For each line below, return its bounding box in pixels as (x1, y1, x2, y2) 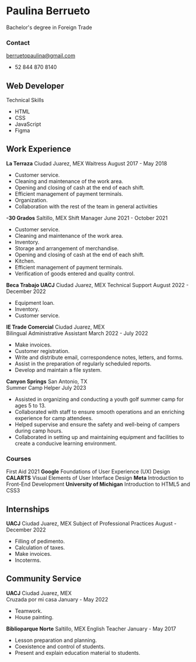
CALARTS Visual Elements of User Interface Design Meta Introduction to (6, 475, 184, 482)
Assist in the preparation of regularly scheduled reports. (14, 360, 152, 367)
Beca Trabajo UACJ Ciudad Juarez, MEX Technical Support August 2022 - (6, 281, 189, 288)
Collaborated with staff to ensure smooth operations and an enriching (14, 408, 185, 415)
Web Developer (6, 81, 65, 91)
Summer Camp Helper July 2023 (6, 384, 87, 391)
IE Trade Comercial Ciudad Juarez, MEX (6, 323, 105, 330)
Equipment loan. (14, 299, 55, 306)
